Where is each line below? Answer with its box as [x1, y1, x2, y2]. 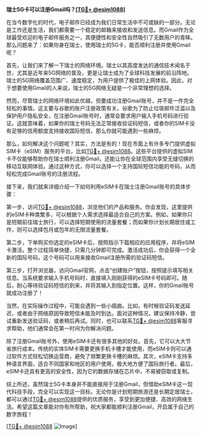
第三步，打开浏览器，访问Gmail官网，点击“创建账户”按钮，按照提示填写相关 [6, 267, 194, 274]
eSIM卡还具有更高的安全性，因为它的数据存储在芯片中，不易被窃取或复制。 [6, 368, 193, 374]
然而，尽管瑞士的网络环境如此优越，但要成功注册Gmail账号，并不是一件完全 [6, 97, 194, 104]
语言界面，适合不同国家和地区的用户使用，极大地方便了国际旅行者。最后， [11, 360, 196, 367]
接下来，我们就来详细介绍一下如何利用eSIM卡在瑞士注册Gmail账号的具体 [6, 183, 186, 190]
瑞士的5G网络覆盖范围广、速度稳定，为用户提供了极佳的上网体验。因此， [6, 77, 188, 84]
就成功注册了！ [6, 289, 43, 296]
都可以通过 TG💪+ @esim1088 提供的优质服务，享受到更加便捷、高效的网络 [6, 396, 188, 403]
